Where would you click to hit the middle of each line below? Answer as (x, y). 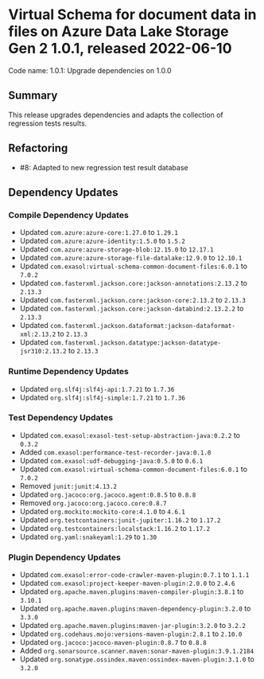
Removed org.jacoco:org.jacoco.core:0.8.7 (93, 502)
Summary (33, 96)
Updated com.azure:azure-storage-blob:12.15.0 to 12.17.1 (116, 249)
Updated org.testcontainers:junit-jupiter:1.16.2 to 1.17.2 (120, 520)
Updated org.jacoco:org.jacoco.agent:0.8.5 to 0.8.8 (108, 494)
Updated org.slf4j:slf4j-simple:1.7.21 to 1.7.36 (102, 397)
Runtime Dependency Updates (69, 372)
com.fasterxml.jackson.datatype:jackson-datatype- (136, 343)
